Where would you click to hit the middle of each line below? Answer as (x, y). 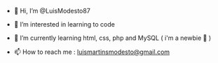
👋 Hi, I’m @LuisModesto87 (52, 11)
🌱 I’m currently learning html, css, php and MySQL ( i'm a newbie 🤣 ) (113, 38)
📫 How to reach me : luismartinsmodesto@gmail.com (92, 52)
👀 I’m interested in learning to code (64, 24)
